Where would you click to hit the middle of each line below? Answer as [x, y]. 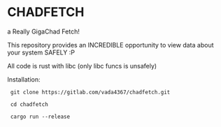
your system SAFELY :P [41, 52]
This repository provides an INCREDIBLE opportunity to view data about [110, 45]
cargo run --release [40, 117]
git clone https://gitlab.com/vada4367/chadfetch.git [90, 92]
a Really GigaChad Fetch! [44, 31]
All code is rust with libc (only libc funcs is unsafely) [82, 66]
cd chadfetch [29, 104]
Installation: [24, 79]
